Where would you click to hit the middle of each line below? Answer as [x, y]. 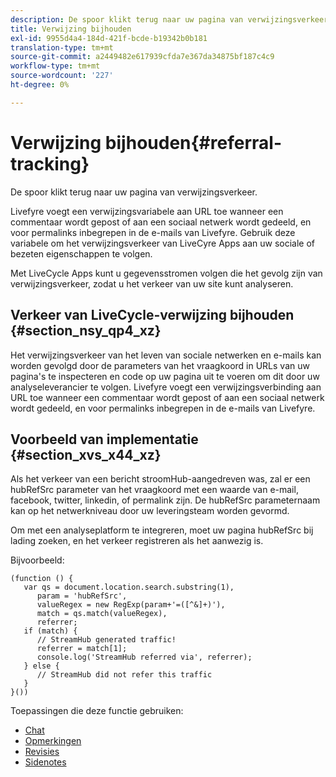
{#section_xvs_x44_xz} [86, 454]
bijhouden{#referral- [193, 142]
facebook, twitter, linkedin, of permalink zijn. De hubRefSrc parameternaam [165, 500]
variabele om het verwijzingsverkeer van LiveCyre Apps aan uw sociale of [162, 243]
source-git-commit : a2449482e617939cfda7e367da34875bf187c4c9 [142, 57]
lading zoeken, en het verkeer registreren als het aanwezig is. [137, 541]
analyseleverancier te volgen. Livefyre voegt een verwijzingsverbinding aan [166, 387]
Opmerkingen [53, 741]
